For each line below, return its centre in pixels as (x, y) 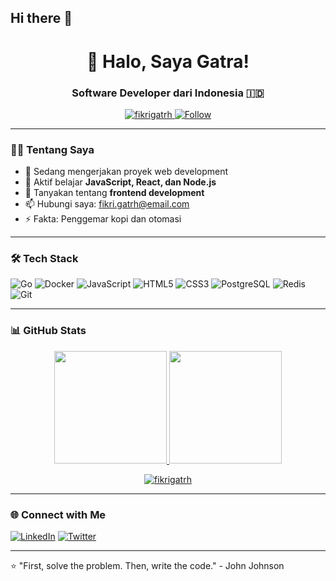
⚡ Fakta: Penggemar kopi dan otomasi (103, 219)
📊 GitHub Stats (48, 331)
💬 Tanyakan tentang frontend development (114, 193)
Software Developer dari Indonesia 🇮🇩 (168, 93)
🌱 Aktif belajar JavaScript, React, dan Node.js (120, 182)
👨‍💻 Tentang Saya (52, 149)
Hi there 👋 (41, 18)
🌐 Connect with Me (58, 514)
